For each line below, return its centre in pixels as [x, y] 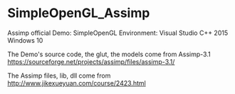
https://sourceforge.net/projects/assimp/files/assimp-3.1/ [91, 61]
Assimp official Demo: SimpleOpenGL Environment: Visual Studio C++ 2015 [118, 33]
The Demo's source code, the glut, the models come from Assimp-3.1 [109, 54]
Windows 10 [25, 40]
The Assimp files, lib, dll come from [59, 75]
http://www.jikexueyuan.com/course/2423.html [77, 83]
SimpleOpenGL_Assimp [79, 13]
